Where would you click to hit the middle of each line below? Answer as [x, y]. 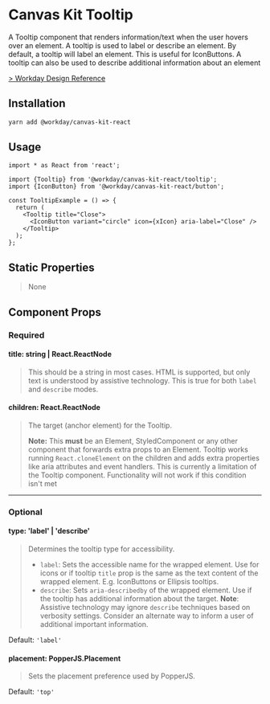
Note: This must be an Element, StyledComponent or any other [133, 440]
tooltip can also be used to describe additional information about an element [135, 63]
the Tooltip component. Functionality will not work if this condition [137, 475]
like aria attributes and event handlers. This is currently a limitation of [142, 466]
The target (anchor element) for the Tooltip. [100, 425]
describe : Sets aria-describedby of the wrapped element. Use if [146, 590]
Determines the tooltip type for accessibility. [101, 549]
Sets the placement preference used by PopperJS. [111, 676]
